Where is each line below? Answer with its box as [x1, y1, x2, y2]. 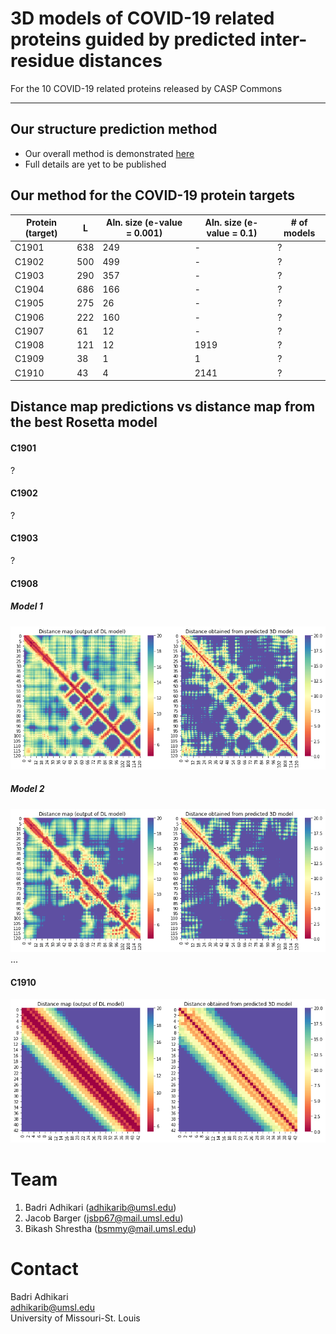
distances [78, 50, 163, 72]
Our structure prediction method [10, 121, 218, 138]
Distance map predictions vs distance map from [10, 398, 316, 416]
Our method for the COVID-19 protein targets [10, 187, 296, 204]
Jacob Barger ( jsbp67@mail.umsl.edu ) [24, 1212, 184, 1224]
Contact [10, 1257, 79, 1280]
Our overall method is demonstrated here [24, 147, 195, 159]
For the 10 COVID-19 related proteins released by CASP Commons [10, 82, 283, 94]
